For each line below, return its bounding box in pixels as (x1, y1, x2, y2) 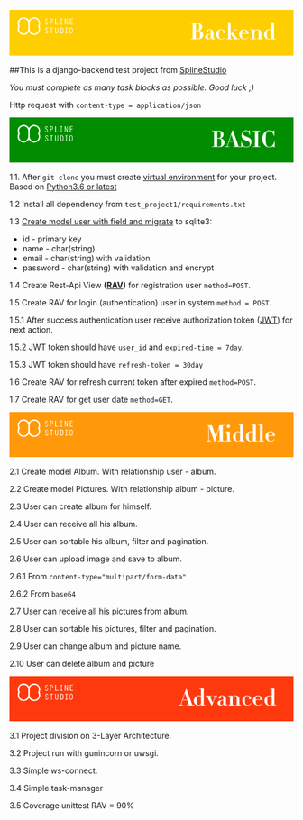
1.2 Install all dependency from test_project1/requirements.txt (9, 198, 246, 209)
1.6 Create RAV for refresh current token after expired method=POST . (9, 376, 257, 387)
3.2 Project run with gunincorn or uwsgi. (9, 748, 160, 759)
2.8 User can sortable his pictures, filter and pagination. (9, 623, 216, 633)
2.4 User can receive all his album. (9, 518, 138, 529)
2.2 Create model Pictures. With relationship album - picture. (9, 483, 234, 494)
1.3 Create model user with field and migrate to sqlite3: (9, 215, 213, 226)
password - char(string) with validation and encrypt (22, 262, 215, 273)
